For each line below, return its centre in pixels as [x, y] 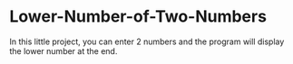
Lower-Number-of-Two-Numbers [138, 17]
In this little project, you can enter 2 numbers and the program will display [147, 41]
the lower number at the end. [63, 50]
